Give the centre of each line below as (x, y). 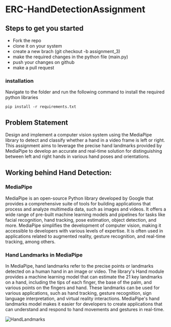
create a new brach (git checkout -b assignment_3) (66, 51)
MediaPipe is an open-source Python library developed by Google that (79, 198)
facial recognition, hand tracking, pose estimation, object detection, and (81, 220)
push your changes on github (44, 62)
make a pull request (33, 68)
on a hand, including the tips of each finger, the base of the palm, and (79, 283)
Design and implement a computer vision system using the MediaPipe (79, 135)
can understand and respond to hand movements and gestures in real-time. (85, 310)
